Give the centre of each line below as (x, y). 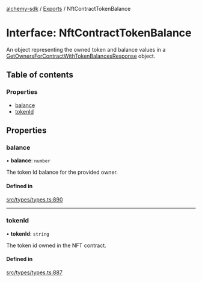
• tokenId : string (28, 233)
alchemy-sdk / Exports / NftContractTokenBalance (69, 9)
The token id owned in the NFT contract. (56, 245)
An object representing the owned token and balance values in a (86, 49)
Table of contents (40, 75)
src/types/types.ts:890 (35, 199)
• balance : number (29, 161)
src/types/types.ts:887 (35, 272)
